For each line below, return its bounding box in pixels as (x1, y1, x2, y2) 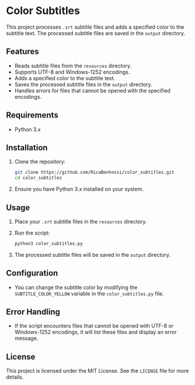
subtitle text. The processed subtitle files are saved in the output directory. (6, 29, 186, 36)
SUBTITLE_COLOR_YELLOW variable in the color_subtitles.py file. (14, 290, 164, 297)
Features (6, 47, 39, 57)
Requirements (6, 110, 58, 121)
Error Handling (6, 307, 60, 317)
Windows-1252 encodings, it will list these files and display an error (14, 329, 177, 336)
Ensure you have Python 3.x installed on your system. (14, 185, 144, 192)
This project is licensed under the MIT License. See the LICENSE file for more (6, 367, 189, 374)
